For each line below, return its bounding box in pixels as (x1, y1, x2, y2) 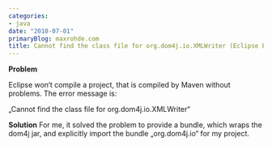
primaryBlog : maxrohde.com (8, 34, 100, 43)
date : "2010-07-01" (8, 27, 74, 35)
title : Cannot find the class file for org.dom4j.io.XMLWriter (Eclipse (8, 42, 259, 50)
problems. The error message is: (8, 88, 117, 98)
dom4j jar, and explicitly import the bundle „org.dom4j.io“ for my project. (8, 129, 249, 139)
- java (8, 19, 31, 28)
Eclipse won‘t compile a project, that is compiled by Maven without (8, 80, 231, 90)
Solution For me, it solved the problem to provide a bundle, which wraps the (8, 120, 263, 130)
